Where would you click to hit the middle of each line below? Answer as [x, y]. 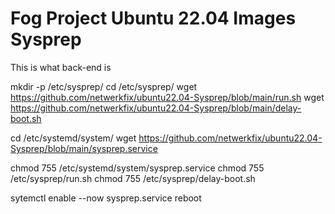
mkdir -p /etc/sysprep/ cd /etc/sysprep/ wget [104, 86]
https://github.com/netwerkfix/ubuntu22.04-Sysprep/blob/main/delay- [156, 108]
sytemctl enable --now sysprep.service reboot [106, 198]
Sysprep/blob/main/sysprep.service [84, 148]
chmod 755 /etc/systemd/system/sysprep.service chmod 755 [137, 168]
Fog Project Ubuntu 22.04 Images [153, 18]
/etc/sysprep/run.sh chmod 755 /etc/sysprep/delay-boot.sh [133, 178]
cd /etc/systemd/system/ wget [73, 138]
